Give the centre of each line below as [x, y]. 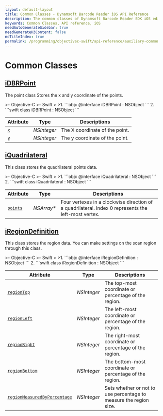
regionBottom [23, 371]
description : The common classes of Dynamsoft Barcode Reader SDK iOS [78, 19]
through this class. [24, 248]
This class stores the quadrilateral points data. [51, 167]
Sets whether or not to [130, 388]
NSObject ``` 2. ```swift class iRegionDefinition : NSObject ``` [65, 263]
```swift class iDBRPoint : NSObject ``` [42, 110]
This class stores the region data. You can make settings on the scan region [81, 243]
